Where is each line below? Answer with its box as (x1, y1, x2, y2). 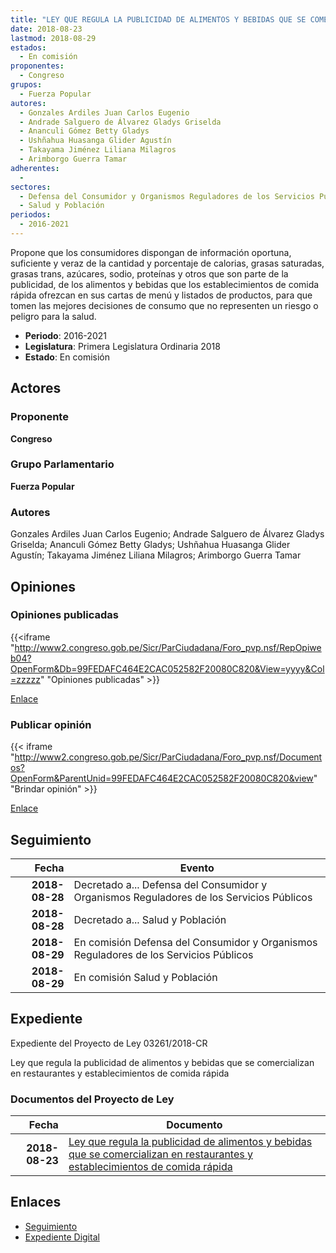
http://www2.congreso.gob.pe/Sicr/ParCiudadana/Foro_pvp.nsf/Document (14, 751, 323, 763)
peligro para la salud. (10, 310, 97, 322)
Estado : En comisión (24, 351, 110, 363)
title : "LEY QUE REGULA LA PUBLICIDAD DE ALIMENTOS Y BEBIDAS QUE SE (10, 14, 307, 25)
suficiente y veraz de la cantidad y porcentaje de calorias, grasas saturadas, (10, 257, 325, 269)
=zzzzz (10, 673, 41, 685)
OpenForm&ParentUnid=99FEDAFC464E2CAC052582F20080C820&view (10, 772, 314, 785)
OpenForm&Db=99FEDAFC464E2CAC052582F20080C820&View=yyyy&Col (10, 662, 325, 675)
